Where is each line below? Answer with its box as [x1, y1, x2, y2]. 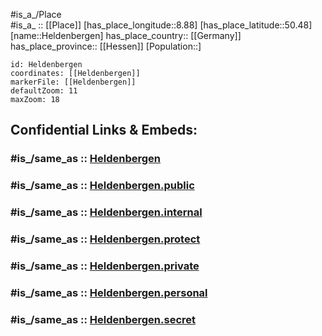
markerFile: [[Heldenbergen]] [10, 77, 137, 87]
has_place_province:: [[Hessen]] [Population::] [10, 40, 202, 52]
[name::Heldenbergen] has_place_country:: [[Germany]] [10, 30, 242, 41]
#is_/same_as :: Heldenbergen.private [10, 259, 200, 273]
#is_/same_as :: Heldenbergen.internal [10, 205, 203, 219]
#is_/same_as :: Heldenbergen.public [10, 179, 195, 193]
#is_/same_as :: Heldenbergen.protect [10, 232, 201, 246]
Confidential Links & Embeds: [10, 122, 198, 139]
